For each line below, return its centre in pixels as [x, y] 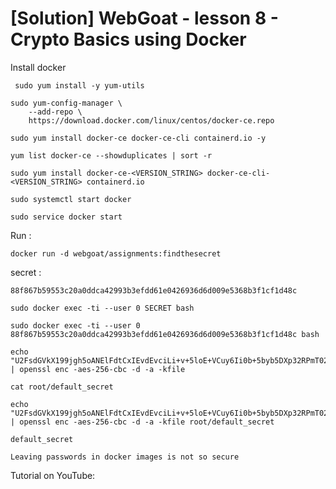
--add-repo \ [55, 112]
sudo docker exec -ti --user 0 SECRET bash [102, 308]
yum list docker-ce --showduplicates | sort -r [111, 155]
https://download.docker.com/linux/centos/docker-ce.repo [151, 120]
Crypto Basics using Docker [128, 39]
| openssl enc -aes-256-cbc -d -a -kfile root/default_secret [142, 422]
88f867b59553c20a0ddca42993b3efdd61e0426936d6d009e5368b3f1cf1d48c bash [165, 334]
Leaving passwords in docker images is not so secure [125, 457]
